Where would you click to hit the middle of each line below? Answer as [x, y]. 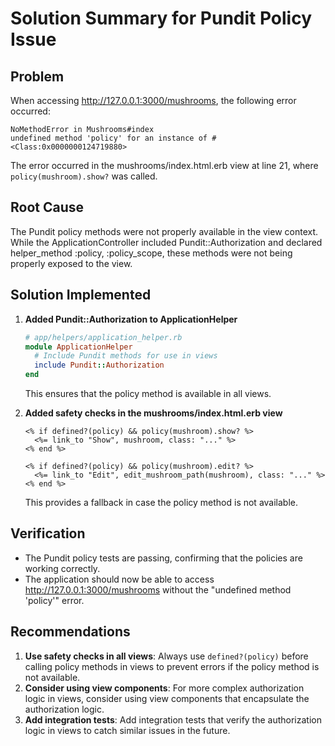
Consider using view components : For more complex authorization [164, 688]
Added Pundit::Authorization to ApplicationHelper [131, 319]
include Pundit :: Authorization [99, 365]
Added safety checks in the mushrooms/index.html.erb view [153, 413]
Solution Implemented [81, 295]
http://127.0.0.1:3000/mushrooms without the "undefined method [158, 589]
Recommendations [70, 632]
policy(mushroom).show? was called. [84, 176]
